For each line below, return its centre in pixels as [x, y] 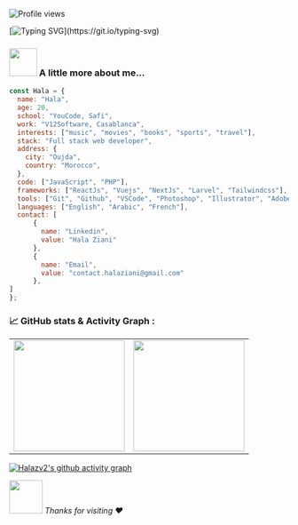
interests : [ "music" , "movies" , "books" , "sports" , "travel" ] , [137, 132]
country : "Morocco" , [63, 166]
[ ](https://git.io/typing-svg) [84, 31]
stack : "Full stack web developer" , [85, 141]
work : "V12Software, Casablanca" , [81, 124]
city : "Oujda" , [53, 157]
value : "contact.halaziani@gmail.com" [113, 273]
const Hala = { [37, 91]
